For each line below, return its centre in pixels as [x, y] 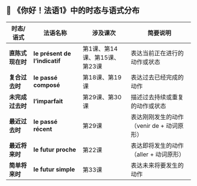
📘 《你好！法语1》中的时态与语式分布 [73, 11]
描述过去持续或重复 [157, 97]
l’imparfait [48, 101]
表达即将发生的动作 [157, 146]
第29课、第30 [102, 97]
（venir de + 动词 [154, 126]
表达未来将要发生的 [157, 165]
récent [43, 129]
